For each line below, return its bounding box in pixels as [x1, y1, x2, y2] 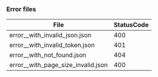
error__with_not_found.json [9, 51, 87, 59]
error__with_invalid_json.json [9, 31, 92, 40]
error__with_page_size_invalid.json [9, 61, 108, 69]
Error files [6, 5, 36, 13]
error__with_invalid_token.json [9, 41, 95, 50]
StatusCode [113, 21, 149, 29]
